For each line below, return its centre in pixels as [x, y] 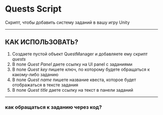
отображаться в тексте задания [45, 85]
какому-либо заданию [35, 74]
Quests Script [33, 9]
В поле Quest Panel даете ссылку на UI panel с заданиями [72, 64]
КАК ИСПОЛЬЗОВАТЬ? [42, 42]
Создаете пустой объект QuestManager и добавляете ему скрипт [80, 54]
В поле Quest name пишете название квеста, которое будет [74, 80]
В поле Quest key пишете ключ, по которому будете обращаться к [81, 69]
